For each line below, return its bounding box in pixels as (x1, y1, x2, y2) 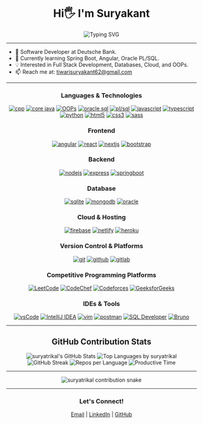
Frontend (88, 126, 115, 135)
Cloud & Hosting (77, 213, 126, 221)
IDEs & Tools (83, 299, 120, 308)
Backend (88, 155, 115, 164)
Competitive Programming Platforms (46, 270, 157, 279)
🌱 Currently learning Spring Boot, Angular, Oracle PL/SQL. (14, 54, 159, 62)
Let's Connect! (79, 397, 124, 406)
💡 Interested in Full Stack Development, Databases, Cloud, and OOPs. (14, 60, 188, 68)
